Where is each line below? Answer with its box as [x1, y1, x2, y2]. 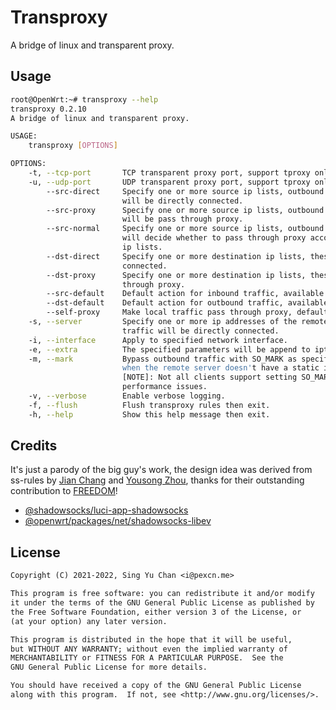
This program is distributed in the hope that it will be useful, [10, 634, 293, 645]
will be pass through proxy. [121, 214, 244, 225]
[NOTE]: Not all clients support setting [121, 372, 298, 383]
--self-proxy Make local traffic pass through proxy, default [46, 307, 329, 318]
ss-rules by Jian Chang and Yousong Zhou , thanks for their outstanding [10, 474, 305, 486]
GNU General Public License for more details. [10, 662, 208, 673]
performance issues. [121, 382, 208, 392]
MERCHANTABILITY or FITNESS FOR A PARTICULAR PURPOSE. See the [10, 653, 284, 663]
